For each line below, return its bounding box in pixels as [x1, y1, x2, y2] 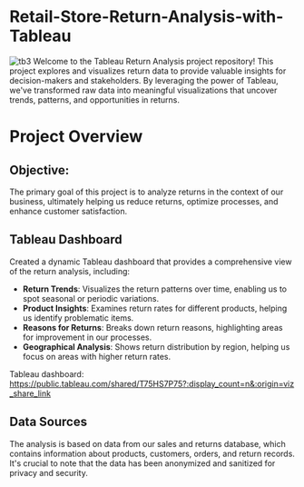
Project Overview [9, 126, 143, 147]
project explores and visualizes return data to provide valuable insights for [9, 65, 287, 76]
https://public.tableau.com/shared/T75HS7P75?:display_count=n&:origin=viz [9, 378, 295, 389]
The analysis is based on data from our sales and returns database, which [9, 438, 286, 449]
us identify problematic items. [22, 312, 134, 323]
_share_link [9, 388, 52, 399]
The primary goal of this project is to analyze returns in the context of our [9, 186, 284, 197]
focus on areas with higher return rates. [22, 351, 172, 362]
